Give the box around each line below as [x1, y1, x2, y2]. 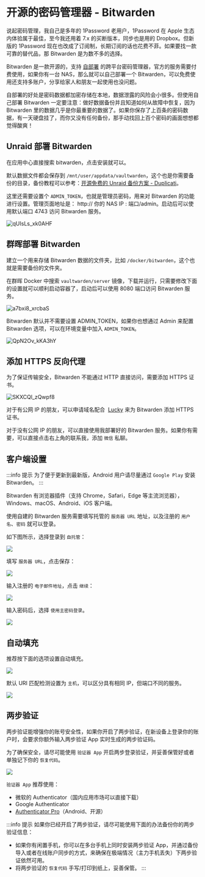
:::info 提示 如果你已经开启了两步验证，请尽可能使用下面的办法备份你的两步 [6, 820, 195, 828]
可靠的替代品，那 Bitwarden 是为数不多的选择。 [6, 50, 126, 57]
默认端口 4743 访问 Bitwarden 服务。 [11, 207, 105, 215]
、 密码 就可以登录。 [10, 520, 59, 527]
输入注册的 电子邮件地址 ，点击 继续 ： [6, 582, 95, 590]
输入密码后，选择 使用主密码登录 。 [6, 606, 88, 614]
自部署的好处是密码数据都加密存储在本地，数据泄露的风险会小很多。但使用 [6, 91, 193, 98]
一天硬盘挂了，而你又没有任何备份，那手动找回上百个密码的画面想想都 [22, 114, 199, 121]
